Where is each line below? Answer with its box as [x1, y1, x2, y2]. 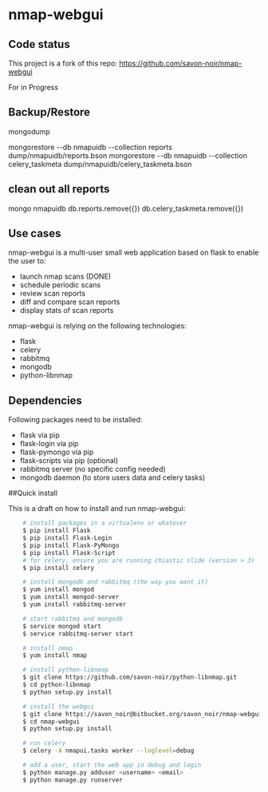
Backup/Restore [8, 105, 90, 119]
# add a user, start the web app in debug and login [22, 761, 202, 769]
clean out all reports [8, 182, 110, 196]
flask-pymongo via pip [19, 447, 94, 457]
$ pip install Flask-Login [22, 534, 112, 542]
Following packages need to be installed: [8, 415, 143, 425]
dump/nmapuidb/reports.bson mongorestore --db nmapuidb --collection [8, 150, 247, 160]
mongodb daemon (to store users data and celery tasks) [19, 473, 206, 482]
